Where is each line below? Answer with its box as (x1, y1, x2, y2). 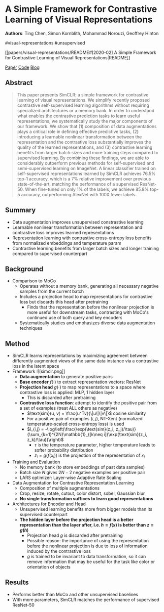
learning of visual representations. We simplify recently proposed (17, 97, 150, 103)
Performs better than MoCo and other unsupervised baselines (12, 591, 138, 597)
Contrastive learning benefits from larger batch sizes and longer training (12, 245, 159, 251)
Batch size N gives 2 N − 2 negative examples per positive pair (19, 469, 146, 475)
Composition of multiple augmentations (19, 485, 100, 491)
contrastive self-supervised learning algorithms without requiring (17, 102, 149, 108)
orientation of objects (27, 564, 70, 569)
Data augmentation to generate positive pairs (19, 374, 113, 380)
